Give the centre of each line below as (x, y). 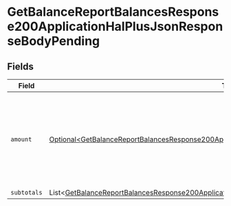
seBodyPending (54, 41)
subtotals (26, 193)
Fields (21, 66)
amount (21, 139)
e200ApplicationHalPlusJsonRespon (115, 26)
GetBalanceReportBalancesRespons (113, 12)
